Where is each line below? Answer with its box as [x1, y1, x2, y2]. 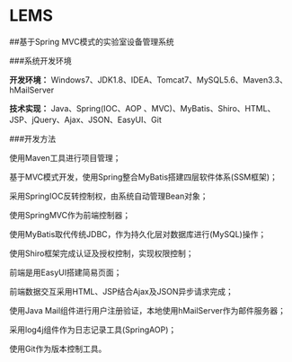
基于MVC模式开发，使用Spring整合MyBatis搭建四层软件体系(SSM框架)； [9, 172, 279, 182]
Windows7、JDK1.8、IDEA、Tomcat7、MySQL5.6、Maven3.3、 [50, 74, 288, 85]
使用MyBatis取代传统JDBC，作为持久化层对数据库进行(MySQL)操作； [9, 228, 267, 239]
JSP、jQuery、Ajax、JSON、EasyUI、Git [9, 114, 162, 125]
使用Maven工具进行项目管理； [9, 152, 121, 163]
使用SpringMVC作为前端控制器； [9, 209, 131, 220]
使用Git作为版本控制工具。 [9, 343, 107, 354]
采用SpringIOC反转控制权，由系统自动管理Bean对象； [9, 190, 208, 201]
